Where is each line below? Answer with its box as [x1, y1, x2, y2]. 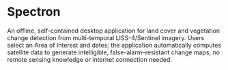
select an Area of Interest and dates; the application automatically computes [7, 41, 222, 49]
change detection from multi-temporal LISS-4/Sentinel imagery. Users [7, 33, 205, 41]
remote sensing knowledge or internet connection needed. [7, 55, 173, 63]
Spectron [7, 4, 61, 20]
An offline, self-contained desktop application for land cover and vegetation [7, 27, 220, 35]
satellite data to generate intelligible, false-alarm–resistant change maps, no [7, 48, 220, 56]
